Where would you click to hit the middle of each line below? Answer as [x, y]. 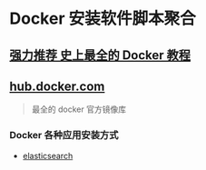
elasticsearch [48, 155]
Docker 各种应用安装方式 [64, 135]
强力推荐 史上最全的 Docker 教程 [100, 55]
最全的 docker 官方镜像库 [79, 109]
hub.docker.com [57, 86]
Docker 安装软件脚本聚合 [103, 19]
